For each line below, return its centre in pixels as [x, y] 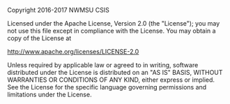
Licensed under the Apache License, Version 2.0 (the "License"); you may [114, 23]
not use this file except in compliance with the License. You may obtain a [112, 31]
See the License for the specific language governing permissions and [107, 87]
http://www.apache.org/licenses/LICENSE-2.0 [73, 52]
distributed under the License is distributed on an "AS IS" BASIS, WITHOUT [115, 72]
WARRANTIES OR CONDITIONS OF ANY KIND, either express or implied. [111, 80]
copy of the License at [39, 38]
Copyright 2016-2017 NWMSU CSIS [58, 10]
